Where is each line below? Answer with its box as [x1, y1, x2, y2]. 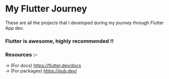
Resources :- [5, 51, 38, 58]
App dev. [5, 25, 24, 31]
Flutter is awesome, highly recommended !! [5, 37, 114, 44]
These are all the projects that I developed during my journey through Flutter [5, 20, 164, 26]
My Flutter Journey [5, 3, 87, 15]
